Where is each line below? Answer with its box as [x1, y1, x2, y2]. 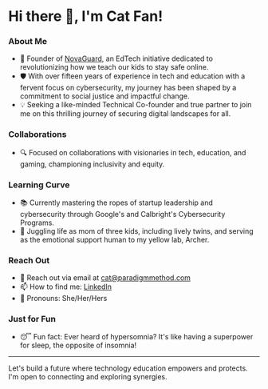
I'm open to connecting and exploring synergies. [8, 371, 167, 381]
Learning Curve [8, 179, 70, 190]
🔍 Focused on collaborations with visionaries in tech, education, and [19, 147, 246, 157]
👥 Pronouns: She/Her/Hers [19, 294, 108, 303]
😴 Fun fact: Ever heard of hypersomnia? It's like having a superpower [19, 331, 254, 341]
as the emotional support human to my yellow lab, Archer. [19, 235, 210, 245]
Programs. [19, 218, 54, 227]
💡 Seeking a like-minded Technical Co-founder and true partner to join [19, 100, 252, 110]
